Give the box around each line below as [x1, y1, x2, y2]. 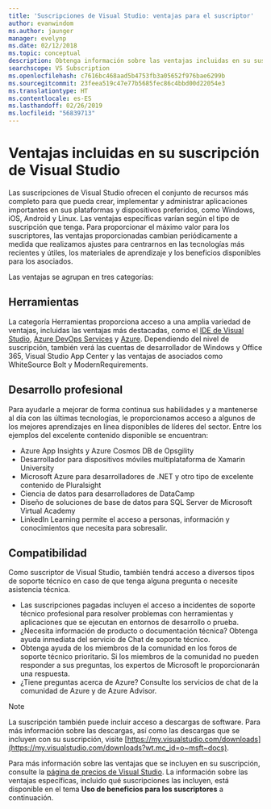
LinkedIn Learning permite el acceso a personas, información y [19, 514, 230, 524]
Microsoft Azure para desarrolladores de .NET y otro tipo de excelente [19, 471, 254, 481]
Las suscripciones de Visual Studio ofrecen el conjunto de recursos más [8, 187, 248, 198]
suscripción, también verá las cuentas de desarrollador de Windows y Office [8, 342, 263, 352]
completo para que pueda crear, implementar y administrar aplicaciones [8, 196, 248, 206]
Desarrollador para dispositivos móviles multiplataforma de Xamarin [19, 454, 246, 464]
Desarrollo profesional [8, 383, 123, 397]
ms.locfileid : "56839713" [8, 110, 95, 118]
